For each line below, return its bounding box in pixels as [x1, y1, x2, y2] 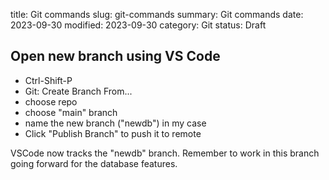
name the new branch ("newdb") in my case [24, 117, 207, 129]
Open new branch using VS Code [10, 48, 221, 65]
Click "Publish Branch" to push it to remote [24, 127, 202, 139]
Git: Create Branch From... [24, 85, 133, 97]
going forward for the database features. [10, 157, 178, 169]
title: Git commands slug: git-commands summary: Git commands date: [10, 9, 304, 20]
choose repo [24, 95, 78, 108]
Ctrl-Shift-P [24, 74, 73, 86]
